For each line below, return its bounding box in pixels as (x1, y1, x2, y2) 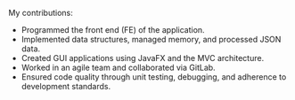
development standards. (20, 81, 111, 91)
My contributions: (8, 8, 73, 18)
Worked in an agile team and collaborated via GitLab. (20, 62, 216, 73)
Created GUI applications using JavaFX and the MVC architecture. (20, 53, 265, 63)
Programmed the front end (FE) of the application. (20, 25, 206, 35)
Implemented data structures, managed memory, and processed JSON (20, 35, 282, 44)
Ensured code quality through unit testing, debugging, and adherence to (20, 72, 287, 82)
